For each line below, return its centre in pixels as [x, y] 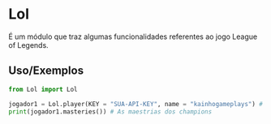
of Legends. [28, 45]
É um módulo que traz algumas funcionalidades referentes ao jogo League [133, 36]
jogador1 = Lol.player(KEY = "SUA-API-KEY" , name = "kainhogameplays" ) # [136, 104]
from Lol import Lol [43, 89]
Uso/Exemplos [46, 71]
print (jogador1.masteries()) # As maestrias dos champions [110, 111]
